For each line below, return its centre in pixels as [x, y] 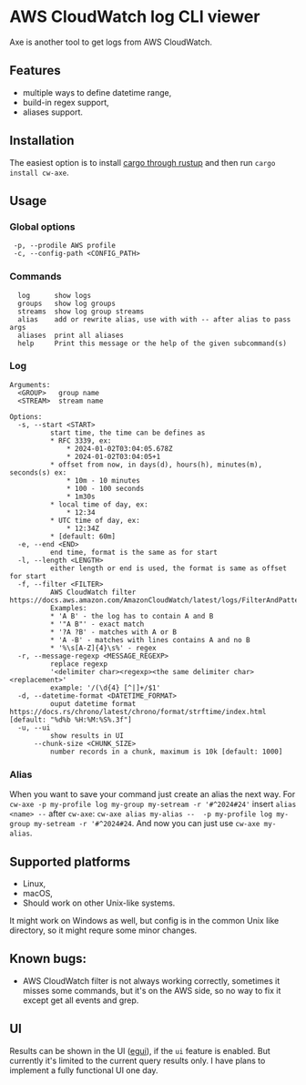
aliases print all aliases [71, 335]
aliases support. [53, 112]
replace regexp [78, 664]
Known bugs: [48, 959]
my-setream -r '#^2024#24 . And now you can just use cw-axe [147, 824]
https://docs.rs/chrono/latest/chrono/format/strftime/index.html [138, 711]
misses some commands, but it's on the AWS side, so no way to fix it [152, 990]
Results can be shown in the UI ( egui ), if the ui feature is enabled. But [140, 1050]
